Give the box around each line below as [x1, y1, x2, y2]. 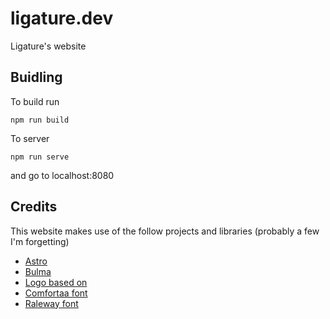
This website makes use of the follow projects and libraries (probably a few [10, 225, 320, 237]
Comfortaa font [24, 287, 88, 299]
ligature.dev [10, 7, 114, 30]
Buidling [10, 69, 63, 86]
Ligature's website [10, 40, 87, 52]
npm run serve [10, 152, 70, 162]
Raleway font [24, 297, 79, 309]
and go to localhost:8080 [10, 169, 115, 181]
